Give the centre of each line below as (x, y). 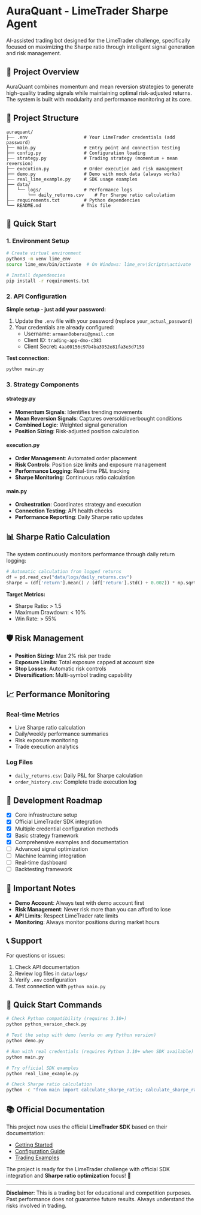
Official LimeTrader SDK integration (58, 822)
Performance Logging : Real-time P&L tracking (72, 471)
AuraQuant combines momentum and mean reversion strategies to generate (100, 86)
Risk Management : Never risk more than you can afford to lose (93, 909)
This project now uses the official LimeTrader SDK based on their (87, 1127)
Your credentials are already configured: (65, 327)
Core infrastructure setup (46, 815)
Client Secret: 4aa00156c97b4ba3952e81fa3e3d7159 (84, 346)
